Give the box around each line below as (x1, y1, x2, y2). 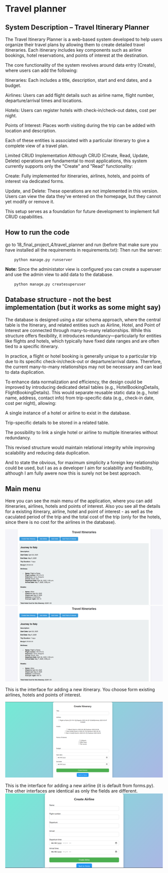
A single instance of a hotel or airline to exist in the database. (5, 410, 131, 416)
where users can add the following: (5, 67, 78, 73)
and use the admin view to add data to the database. (5, 271, 113, 277)
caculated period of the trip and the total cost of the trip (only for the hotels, (5, 514, 161, 520)
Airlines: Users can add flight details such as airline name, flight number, (5, 92, 154, 98)
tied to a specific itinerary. (5, 343, 59, 349)
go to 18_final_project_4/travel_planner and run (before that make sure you (5, 242, 158, 248)
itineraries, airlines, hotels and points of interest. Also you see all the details (5, 503, 161, 509)
